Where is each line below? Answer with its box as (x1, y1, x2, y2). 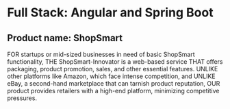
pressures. (7, 94, 38, 102)
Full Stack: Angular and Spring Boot (7, 5, 214, 21)
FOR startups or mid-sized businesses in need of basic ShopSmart (7, 50, 195, 58)
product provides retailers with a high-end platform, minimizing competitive (7, 87, 220, 95)
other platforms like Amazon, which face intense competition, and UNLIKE (7, 72, 216, 80)
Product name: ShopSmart (7, 32, 123, 44)
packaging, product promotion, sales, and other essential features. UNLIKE (7, 65, 218, 73)
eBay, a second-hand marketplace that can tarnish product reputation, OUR (7, 80, 220, 87)
